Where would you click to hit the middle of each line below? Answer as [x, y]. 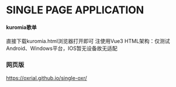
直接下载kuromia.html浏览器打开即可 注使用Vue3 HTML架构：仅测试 [88, 41]
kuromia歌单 [21, 27]
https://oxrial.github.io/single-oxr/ [47, 78]
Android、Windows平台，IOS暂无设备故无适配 [62, 48]
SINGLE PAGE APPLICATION [75, 10]
